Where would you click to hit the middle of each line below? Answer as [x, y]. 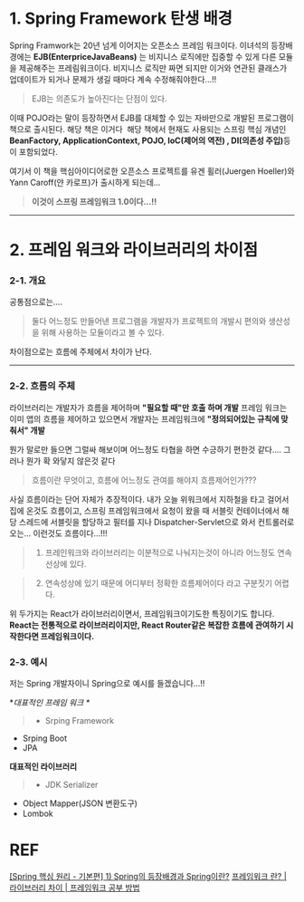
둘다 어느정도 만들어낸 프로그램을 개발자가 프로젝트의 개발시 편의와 [149, 321]
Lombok [38, 814]
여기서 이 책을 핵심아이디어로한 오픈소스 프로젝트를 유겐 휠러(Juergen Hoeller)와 [152, 171]
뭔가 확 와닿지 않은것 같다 [71, 461]
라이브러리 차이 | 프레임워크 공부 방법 [75, 888]
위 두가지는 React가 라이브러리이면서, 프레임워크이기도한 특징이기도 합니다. [142, 613]
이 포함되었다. [34, 151]
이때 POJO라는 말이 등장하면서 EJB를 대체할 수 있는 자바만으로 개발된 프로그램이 [152, 118]
